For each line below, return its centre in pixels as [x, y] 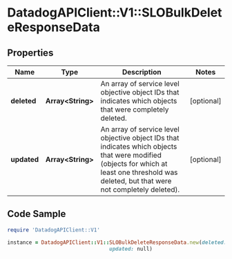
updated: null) [131, 249]
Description [142, 72]
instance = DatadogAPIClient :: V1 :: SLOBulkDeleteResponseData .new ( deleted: [117, 242]
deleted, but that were [136, 181]
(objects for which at [134, 164]
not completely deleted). [140, 189]
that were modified [131, 155]
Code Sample [37, 214]
